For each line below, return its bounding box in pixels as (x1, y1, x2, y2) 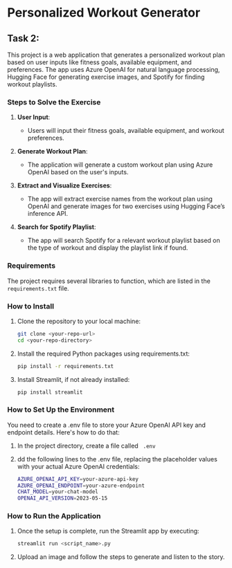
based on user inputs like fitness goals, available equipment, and (7, 58, 192, 66)
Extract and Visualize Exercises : (17, 181, 112, 190)
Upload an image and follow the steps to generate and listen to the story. (17, 553, 225, 561)
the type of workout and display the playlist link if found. (27, 244, 188, 252)
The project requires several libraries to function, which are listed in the (7, 277, 211, 285)
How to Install (7, 301, 54, 311)
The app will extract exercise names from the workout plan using (27, 195, 213, 203)
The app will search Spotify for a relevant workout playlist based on (27, 237, 220, 245)
